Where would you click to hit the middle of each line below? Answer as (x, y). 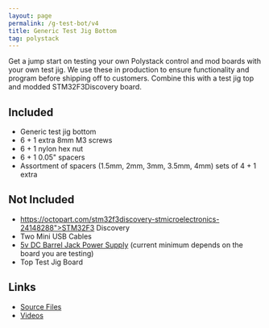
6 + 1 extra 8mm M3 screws (66, 140)
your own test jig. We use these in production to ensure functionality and (129, 70)
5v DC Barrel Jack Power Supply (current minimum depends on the (131, 245)
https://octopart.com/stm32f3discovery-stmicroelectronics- (120, 219)
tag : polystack (34, 38)
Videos (32, 315)
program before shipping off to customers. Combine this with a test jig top (131, 78)
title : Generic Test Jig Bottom (62, 31)
